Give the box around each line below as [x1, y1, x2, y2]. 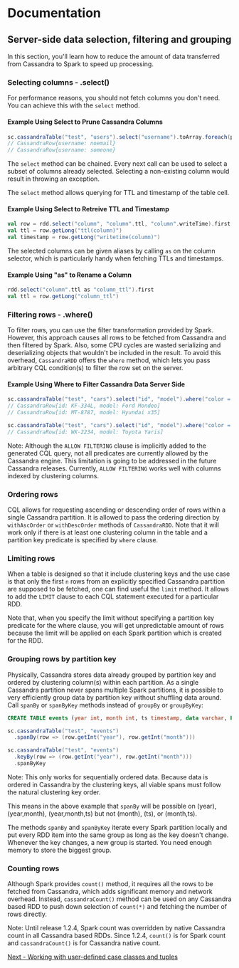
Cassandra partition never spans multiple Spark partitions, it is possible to [7, 685, 224, 694]
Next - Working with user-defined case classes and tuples [7, 952, 178, 962]
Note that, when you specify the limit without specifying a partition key [7, 614, 215, 622]
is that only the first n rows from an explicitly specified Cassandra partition [7, 577, 225, 586]
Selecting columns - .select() [7, 77, 110, 87]
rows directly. [7, 910, 48, 919]
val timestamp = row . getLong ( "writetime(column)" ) [7, 233, 161, 241]
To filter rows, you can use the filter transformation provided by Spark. [7, 326, 214, 335]
